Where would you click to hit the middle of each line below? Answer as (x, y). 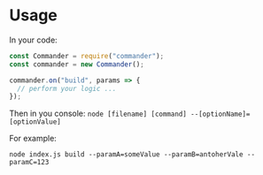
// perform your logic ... (67, 88)
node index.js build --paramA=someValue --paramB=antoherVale (126, 155)
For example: (33, 139)
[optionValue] (35, 122)
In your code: (33, 40)
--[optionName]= (220, 114)
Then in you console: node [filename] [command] (98, 114)
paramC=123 (29, 163)
